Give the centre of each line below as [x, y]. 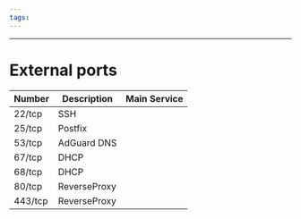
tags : [19, 17]
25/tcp [28, 128]
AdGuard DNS [87, 142]
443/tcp [31, 200]
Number [31, 98]
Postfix [73, 128]
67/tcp [28, 157]
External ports [64, 70]
